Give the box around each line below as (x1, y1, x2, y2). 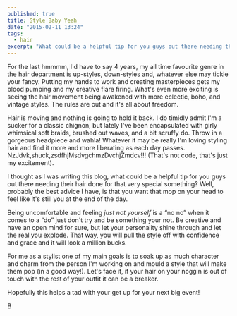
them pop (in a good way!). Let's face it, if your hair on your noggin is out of (7, 267, 227, 275)
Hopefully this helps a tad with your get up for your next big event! (7, 288, 200, 296)
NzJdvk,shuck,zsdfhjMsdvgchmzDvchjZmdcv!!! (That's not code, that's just (7, 151, 228, 159)
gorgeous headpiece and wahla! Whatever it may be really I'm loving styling (7, 136, 228, 145)
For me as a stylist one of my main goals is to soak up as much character (7, 252, 219, 260)
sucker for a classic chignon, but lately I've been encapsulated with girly (7, 121, 217, 129)
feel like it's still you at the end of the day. (7, 195, 128, 203)
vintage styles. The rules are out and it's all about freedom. (7, 100, 179, 108)
